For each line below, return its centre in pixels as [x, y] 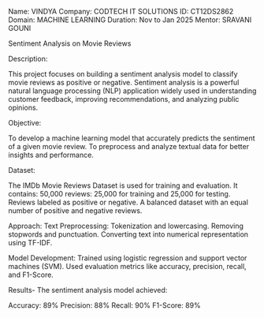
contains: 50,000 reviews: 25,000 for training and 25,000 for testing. [119, 194]
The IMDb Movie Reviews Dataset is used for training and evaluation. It [123, 185]
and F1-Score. [31, 275]
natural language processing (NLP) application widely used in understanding [132, 91]
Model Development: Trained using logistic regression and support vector [128, 258]
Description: [28, 59]
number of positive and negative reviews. [75, 211]
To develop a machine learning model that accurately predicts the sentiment [132, 138]
